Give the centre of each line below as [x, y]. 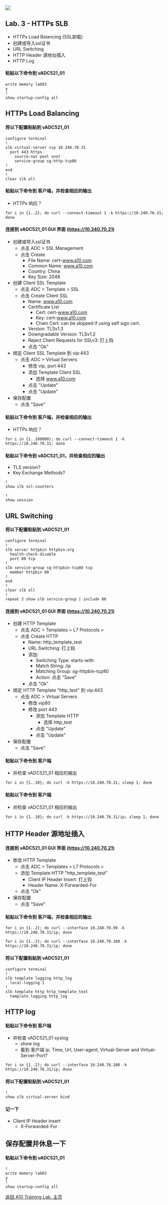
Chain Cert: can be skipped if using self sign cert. [88, 323]
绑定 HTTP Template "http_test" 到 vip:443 [58, 690]
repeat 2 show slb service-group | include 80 [56, 599]
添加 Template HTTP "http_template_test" [64, 873]
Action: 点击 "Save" [56, 677]
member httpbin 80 [30, 572]
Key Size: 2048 [44, 277]
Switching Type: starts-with [65, 660]
